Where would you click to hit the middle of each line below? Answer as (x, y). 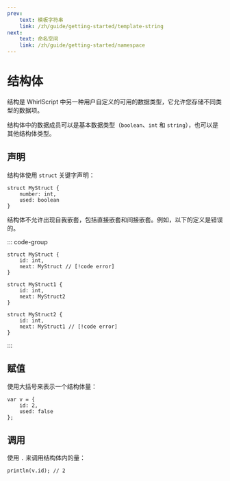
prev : (15, 13)
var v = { (21, 399)
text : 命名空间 (39, 39)
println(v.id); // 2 (37, 471)
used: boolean (39, 200)
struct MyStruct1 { (35, 284)
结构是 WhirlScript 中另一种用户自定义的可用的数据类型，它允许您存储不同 (112, 102)
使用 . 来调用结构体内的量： (47, 458)
